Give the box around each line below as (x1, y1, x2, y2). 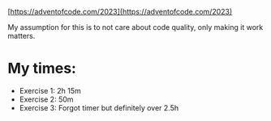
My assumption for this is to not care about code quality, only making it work (7, 23, 264, 31)
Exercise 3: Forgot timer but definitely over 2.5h (19, 102, 179, 112)
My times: (7, 60, 76, 77)
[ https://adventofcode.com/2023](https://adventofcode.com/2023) (7, 7, 233, 16)
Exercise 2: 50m (19, 94, 74, 104)
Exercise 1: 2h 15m (19, 86, 82, 95)
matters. (7, 31, 36, 40)
